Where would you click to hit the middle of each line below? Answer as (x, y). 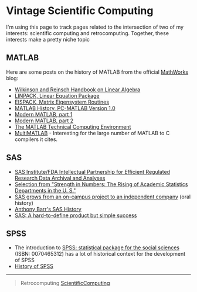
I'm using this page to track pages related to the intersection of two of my (95, 27)
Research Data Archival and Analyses (60, 178)
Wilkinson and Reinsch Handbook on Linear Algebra (77, 90)
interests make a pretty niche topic (48, 39)
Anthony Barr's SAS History (48, 209)
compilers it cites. (36, 139)
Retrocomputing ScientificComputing (65, 283)
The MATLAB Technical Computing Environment (73, 126)
